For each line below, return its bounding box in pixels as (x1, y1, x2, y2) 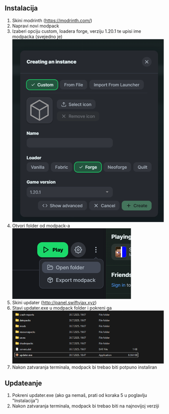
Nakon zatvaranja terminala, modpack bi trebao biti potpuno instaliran (12, 364, 157, 370)
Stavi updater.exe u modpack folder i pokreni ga (12, 305, 112, 311)
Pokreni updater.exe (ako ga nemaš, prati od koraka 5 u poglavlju (12, 392, 147, 398)
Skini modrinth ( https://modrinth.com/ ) (12, 17, 93, 23)
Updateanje (5, 379, 42, 387)
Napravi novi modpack (12, 23, 59, 29)
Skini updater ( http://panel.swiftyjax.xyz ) (12, 300, 97, 306)
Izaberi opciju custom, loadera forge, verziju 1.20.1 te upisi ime (12, 28, 142, 34)
